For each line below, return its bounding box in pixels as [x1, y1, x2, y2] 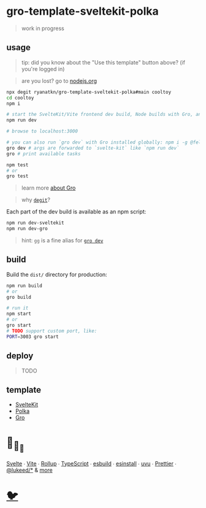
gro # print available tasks [6, 150, 81, 157]
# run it [6, 305, 29, 311]
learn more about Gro [21, 184, 76, 191]
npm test [6, 161, 29, 168]
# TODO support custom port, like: [6, 328, 97, 334]
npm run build [6, 282, 43, 289]
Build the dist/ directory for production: [6, 271, 107, 278]
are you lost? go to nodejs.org [21, 77, 97, 84]
